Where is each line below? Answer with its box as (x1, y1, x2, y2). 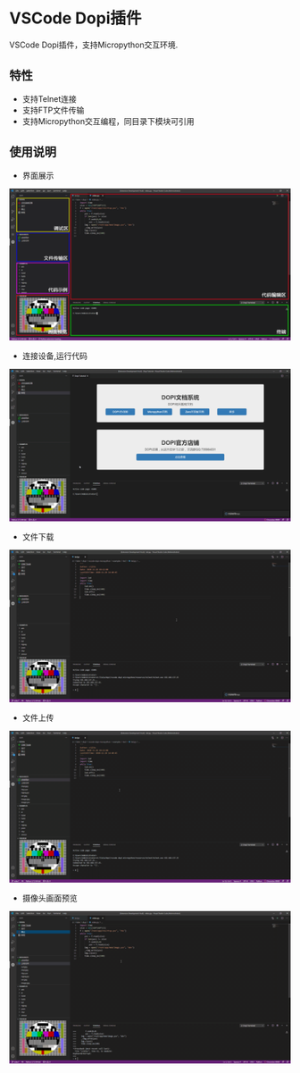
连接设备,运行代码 (21, 350, 87, 362)
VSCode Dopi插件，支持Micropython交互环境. (9, 39, 179, 50)
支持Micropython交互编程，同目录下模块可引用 (21, 115, 195, 126)
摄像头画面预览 (21, 893, 78, 903)
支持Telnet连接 (21, 93, 78, 104)
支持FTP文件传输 (21, 105, 85, 115)
